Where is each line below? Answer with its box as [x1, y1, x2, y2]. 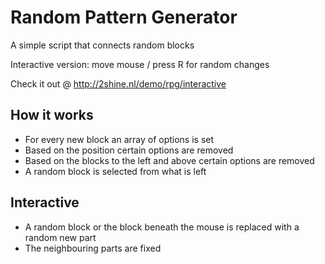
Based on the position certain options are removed [24, 144, 234, 156]
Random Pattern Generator [10, 6, 238, 29]
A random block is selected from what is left [24, 165, 207, 177]
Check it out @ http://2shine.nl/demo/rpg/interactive [10, 77, 227, 90]
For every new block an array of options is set [24, 133, 215, 145]
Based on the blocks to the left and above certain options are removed [24, 154, 315, 166]
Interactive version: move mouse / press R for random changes [10, 58, 270, 70]
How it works [10, 107, 94, 124]
